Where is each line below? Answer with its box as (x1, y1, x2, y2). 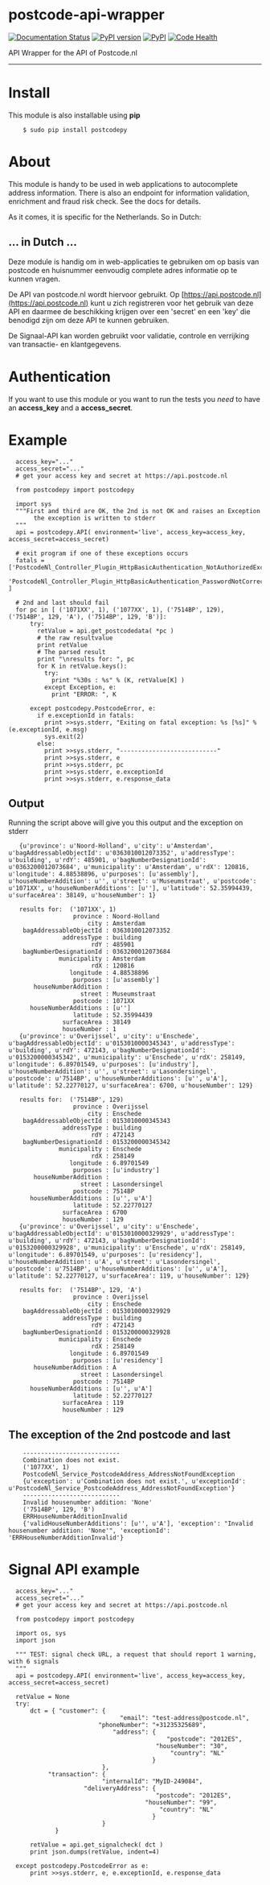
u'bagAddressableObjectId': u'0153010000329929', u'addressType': (8, 1230, 235, 1238)
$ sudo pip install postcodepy (22, 126, 128, 134)
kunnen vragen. (8, 274, 60, 284)
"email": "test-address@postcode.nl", (119, 1714, 250, 1722)
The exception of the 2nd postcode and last (8, 1427, 231, 1441)
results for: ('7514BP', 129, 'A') (18, 1286, 142, 1295)
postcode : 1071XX (72, 997, 135, 1005)
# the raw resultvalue (37, 634, 113, 642)
